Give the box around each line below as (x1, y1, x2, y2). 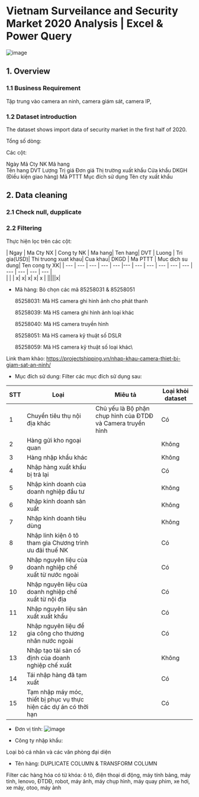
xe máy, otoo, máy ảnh (6, 784, 62, 791)
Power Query (6, 30, 72, 43)
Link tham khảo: (6, 355, 46, 362)
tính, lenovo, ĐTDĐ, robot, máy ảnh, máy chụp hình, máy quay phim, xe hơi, (6, 777, 191, 785)
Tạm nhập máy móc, (26, 688, 84, 696)
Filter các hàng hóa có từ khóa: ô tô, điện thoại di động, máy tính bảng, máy (6, 771, 191, 779)
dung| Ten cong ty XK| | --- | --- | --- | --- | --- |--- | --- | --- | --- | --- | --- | (6, 261, 193, 268)
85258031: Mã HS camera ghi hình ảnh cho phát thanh (14, 297, 148, 304)
